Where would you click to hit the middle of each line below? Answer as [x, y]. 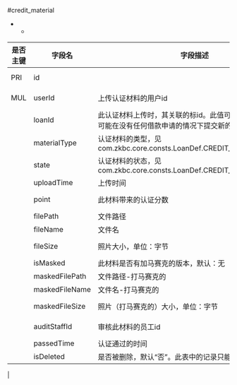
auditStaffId [53, 326]
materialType [55, 143]
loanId [44, 120]
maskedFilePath [60, 276]
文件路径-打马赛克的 [132, 277]
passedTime [54, 343]
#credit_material [31, 10]
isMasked [49, 263]
